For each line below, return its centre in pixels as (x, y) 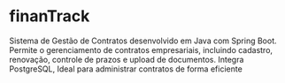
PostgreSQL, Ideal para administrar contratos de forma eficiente (126, 69)
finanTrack (50, 16)
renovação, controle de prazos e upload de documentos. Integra (127, 59)
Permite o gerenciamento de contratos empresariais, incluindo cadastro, (141, 49)
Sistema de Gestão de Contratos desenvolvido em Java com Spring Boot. (143, 41)
